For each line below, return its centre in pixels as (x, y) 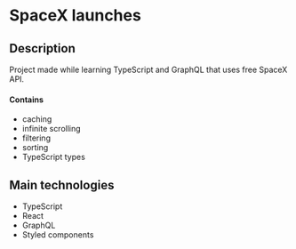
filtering (36, 138)
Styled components (58, 235)
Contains (27, 100)
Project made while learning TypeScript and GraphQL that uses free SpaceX (148, 69)
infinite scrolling (52, 129)
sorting (35, 148)
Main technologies (62, 185)
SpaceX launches (76, 16)
